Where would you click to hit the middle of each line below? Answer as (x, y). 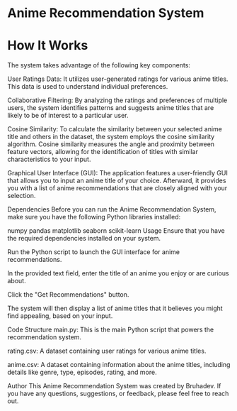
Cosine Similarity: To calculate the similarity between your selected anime (115, 129)
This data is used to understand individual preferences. (88, 87)
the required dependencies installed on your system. (84, 239)
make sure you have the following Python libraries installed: (94, 217)
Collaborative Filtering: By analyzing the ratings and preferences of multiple (117, 100)
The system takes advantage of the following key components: (99, 65)
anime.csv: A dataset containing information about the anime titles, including (119, 365)
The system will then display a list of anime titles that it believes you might (115, 308)
